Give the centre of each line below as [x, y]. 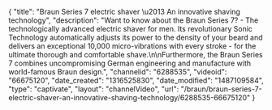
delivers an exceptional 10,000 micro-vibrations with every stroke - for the [132, 46]
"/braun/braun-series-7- [221, 89]
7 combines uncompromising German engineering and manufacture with [130, 63]
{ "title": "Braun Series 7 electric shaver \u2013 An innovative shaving [125, 12]
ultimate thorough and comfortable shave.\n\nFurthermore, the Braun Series [136, 55]
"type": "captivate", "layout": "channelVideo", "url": [94, 89]
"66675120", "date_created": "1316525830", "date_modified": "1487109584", [136, 80]
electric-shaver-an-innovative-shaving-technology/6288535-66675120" [130, 97]
